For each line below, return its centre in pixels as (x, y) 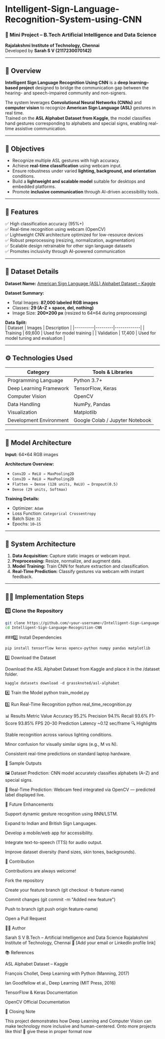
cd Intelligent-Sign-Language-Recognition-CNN (54, 628)
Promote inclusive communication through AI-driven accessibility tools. (85, 192)
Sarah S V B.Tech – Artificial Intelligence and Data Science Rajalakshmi (77, 937)
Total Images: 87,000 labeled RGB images (55, 302)
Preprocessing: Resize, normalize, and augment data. (67, 561)
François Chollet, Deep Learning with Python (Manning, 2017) (67, 973)
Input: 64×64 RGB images (32, 455)
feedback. (22, 577)
